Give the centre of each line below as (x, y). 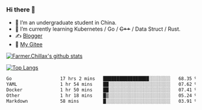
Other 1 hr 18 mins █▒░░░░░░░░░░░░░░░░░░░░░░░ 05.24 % (102, 96)
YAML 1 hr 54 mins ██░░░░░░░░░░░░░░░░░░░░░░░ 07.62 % (102, 84)
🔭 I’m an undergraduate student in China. (66, 23)
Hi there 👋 (21, 10)
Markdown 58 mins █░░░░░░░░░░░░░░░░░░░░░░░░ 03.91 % (102, 101)
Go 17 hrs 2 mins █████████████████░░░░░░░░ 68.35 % (102, 79)
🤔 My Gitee (29, 44)
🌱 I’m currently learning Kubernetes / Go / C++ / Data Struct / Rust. (98, 29)
